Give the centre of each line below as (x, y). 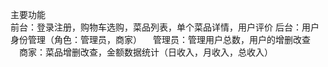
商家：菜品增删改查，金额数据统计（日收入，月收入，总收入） (145, 52)
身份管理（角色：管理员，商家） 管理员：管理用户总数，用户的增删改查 (160, 39)
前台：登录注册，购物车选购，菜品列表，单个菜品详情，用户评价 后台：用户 (165, 27)
